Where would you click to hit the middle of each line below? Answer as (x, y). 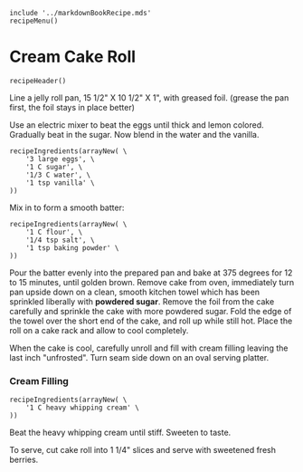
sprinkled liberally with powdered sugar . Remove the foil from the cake (142, 301)
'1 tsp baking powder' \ (72, 248)
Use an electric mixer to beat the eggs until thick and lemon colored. (137, 125)
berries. (24, 460)
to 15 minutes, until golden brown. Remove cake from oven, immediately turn (152, 282)
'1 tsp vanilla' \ (60, 183)
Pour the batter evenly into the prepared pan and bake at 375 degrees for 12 (151, 273)
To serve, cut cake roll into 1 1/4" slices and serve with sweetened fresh (142, 450)
